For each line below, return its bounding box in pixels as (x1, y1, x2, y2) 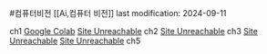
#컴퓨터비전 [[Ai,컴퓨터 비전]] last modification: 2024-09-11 (9, 8, 227, 18)
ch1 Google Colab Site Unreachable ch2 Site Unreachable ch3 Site (9, 26, 258, 36)
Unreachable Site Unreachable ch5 (9, 35, 141, 46)
